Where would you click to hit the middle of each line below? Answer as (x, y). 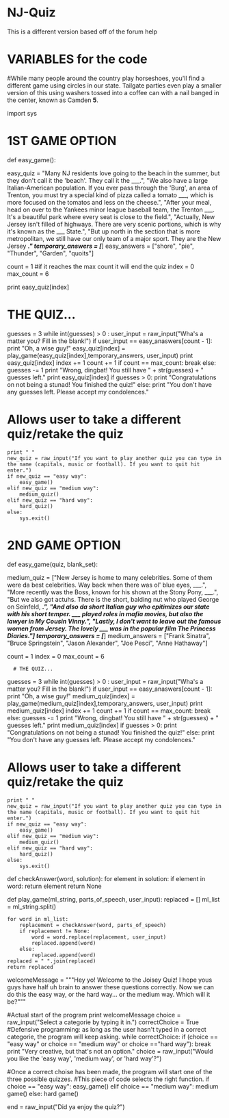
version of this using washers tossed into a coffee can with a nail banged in (113, 92)
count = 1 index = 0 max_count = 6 (56, 656)
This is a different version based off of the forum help (82, 31)
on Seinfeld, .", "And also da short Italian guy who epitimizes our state (108, 607)
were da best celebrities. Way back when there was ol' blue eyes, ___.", (107, 585)
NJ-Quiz (31, 13)
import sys (22, 113)
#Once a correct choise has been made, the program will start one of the (110, 1071)
